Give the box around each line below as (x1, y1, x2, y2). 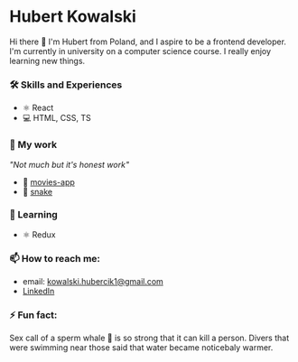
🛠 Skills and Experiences (9, 79, 123, 91)
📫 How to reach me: (9, 252, 101, 265)
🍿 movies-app (22, 176, 75, 187)
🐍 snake (22, 186, 52, 197)
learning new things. (9, 55, 86, 66)
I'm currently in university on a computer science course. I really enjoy (9, 45, 272, 56)
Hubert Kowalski (9, 6, 137, 27)
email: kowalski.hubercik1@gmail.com (22, 276, 164, 287)
